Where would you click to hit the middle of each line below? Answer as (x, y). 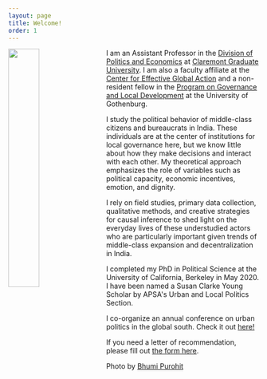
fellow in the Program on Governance (196, 87)
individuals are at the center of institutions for (181, 136)
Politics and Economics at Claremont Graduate (183, 61)
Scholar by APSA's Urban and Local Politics (178, 294)
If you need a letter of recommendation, (171, 342)
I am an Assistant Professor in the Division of (180, 53)
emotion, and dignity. (141, 188)
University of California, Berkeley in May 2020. (183, 278)
